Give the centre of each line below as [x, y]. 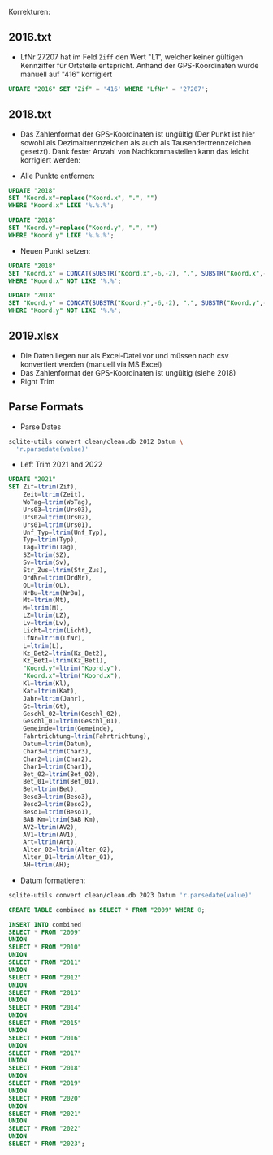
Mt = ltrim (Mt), [47, 601]
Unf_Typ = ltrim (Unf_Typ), [65, 532]
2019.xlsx [34, 336]
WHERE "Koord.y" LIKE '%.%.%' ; [61, 235]
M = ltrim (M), [43, 608]
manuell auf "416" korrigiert [66, 74]
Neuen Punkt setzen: [55, 250]
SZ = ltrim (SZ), [47, 555]
